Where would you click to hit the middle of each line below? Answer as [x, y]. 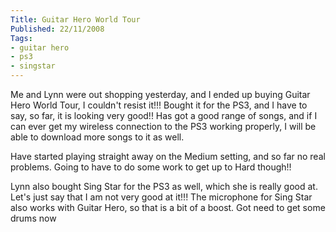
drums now [33, 218]
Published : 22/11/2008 [57, 29]
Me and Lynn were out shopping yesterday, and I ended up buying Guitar [160, 94]
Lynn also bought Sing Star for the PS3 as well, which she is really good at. [164, 186]
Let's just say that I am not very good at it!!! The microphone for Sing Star [161, 197]
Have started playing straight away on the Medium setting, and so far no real [168, 156]
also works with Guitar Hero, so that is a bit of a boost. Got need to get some [168, 207]
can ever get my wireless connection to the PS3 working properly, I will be [163, 126]
